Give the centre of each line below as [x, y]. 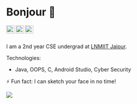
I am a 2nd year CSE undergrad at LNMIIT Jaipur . [67, 46]
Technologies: [24, 58]
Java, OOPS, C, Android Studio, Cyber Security [73, 69]
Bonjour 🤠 [31, 12]
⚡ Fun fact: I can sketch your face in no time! [61, 81]
